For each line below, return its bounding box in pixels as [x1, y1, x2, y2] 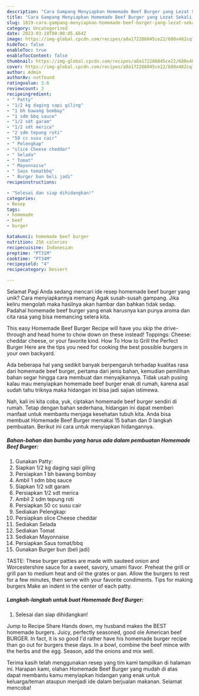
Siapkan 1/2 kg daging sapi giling [15, 464, 96, 471]
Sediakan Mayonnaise [15, 533, 70, 540]
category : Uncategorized [6, 25, 68, 31]
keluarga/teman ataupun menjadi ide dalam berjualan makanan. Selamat [6, 678, 182, 685]
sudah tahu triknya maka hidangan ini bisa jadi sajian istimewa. [6, 386, 159, 394]
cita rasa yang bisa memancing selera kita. [6, 313, 111, 320]
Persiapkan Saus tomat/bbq [15, 539, 83, 546]
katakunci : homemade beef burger [6, 234, 89, 240]
